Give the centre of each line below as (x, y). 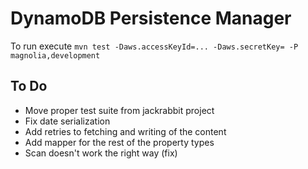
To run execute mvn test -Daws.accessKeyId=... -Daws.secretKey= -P (154, 46)
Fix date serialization (67, 121)
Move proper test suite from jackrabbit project (119, 110)
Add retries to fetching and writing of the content (125, 131)
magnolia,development (55, 55)
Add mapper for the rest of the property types (119, 142)
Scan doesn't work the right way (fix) (101, 153)
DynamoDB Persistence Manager (151, 18)
